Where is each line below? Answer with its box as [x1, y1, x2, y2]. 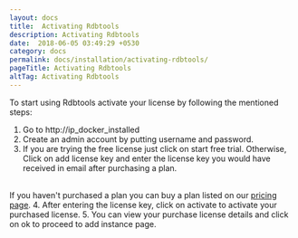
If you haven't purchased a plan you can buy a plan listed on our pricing [9, 189, 277, 200]
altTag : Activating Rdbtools [9, 72, 120, 81]
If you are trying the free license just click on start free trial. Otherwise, [22, 143, 287, 154]
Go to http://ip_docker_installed [22, 124, 140, 135]
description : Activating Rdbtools [9, 30, 140, 39]
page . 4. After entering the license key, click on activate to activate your [9, 199, 278, 210]
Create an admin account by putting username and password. [22, 133, 254, 145]
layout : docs [9, 13, 59, 23]
